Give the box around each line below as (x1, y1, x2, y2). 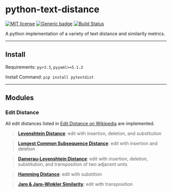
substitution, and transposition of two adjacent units (17, 161, 128, 167)
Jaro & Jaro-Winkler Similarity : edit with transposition (17, 181, 133, 187)
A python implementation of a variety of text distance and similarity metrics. (5, 30, 165, 36)
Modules (5, 93, 34, 102)
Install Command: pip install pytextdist (5, 73, 94, 80)
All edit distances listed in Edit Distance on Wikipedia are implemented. (5, 121, 155, 127)
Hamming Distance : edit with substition (17, 171, 102, 178)
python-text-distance (5, 4, 100, 15)
